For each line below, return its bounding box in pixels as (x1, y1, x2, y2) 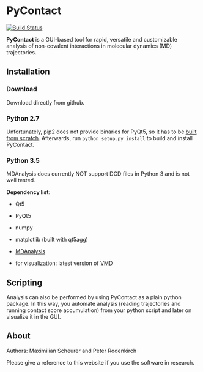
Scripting (6, 277, 43, 288)
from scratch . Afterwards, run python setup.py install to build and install (6, 134, 193, 141)
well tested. (6, 177, 35, 184)
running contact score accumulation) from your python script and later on (6, 307, 192, 314)
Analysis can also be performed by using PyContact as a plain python (6, 294, 182, 301)
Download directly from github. (6, 99, 84, 106)
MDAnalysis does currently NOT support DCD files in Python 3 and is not (6, 170, 190, 177)
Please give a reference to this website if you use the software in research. (6, 359, 194, 366)
